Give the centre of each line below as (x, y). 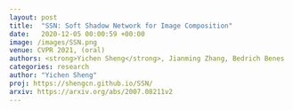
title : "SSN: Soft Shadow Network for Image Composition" (121, 26)
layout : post (33, 17)
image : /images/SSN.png (53, 42)
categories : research (49, 67)
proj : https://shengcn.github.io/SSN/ (81, 83)
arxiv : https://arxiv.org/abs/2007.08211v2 (91, 91)
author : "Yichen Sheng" (53, 75)
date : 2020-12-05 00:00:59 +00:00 (77, 34)
